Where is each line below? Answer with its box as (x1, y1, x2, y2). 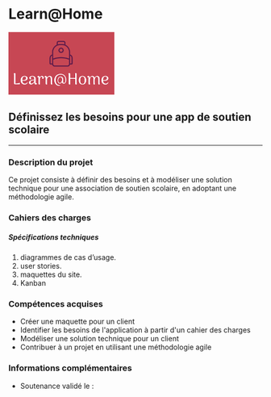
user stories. (19, 261, 62, 270)
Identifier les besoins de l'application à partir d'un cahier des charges (19, 325, 252, 335)
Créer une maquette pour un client (19, 316, 135, 327)
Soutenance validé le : (19, 381, 94, 391)
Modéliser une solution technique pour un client (19, 334, 180, 344)
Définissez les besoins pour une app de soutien (8, 111, 252, 124)
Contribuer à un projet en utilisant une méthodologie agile (19, 342, 212, 352)
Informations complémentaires (8, 362, 132, 374)
